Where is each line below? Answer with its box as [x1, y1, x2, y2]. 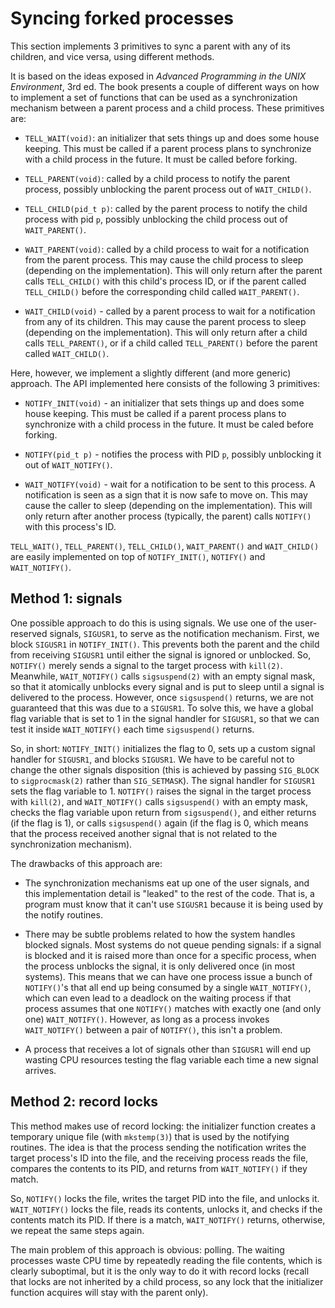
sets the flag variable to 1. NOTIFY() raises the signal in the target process [10, 785, 312, 797]
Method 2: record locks [10, 1093, 159, 1111]
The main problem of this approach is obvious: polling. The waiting [10, 1243, 285, 1256]
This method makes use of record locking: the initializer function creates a [10, 1120, 317, 1132]
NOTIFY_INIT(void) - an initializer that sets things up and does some [24, 397, 305, 409]
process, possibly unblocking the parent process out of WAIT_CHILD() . [24, 183, 312, 195]
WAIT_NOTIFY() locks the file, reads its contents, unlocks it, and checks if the [10, 1203, 323, 1215]
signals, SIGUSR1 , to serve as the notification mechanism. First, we [49, 627, 320, 639]
